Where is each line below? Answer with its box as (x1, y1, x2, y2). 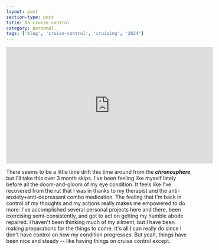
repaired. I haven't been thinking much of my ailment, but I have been (6, 219, 175, 226)
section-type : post (6, 14, 54, 20)
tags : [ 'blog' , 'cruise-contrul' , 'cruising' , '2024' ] (6, 31, 144, 37)
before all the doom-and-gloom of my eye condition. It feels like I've (6, 181, 172, 188)
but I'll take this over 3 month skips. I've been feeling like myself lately (6, 175, 176, 182)
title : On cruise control (6, 20, 70, 25)
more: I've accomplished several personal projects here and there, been (6, 206, 181, 213)
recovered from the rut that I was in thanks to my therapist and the (6, 187, 168, 194)
